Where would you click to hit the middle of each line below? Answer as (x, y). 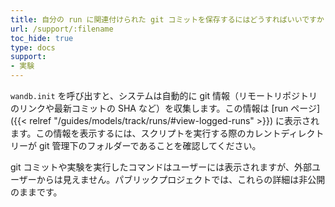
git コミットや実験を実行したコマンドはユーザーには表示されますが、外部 (161, 167)
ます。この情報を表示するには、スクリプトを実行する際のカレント (146, 133)
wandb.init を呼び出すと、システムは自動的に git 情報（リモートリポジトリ (164, 95)
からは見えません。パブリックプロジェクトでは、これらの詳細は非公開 (181, 179)
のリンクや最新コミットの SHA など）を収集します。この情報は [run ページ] (165, 108)
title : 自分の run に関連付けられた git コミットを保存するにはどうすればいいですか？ (171, 19)
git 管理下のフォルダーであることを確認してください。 (150, 145)
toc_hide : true (42, 38)
